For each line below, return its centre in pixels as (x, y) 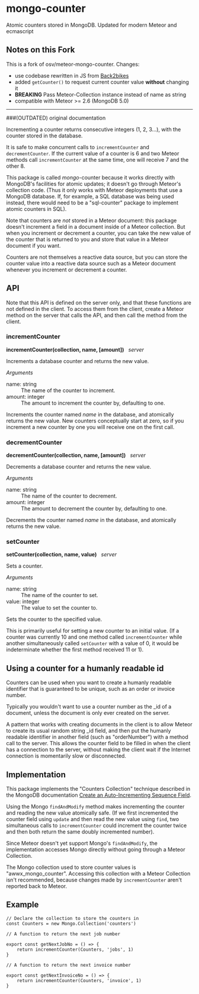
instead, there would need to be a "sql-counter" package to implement (92, 203)
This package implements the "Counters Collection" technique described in (98, 789)
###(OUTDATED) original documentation (56, 118)
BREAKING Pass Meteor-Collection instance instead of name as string (100, 94)
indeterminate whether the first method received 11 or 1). (75, 650)
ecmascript (20, 31)
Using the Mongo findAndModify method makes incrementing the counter (95, 807)
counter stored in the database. (44, 136)
